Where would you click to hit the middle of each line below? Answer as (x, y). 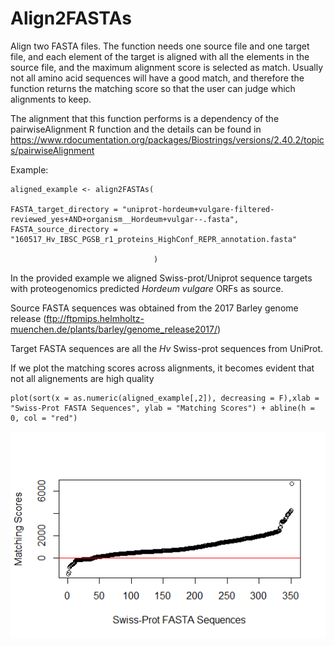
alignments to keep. (51, 99)
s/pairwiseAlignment (52, 150)
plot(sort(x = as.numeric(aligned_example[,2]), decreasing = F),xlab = (165, 398)
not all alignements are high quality (82, 378)
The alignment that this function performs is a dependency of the (145, 118)
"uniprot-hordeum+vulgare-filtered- (198, 209)
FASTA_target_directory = (64, 209)
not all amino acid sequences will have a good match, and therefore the (157, 78)
